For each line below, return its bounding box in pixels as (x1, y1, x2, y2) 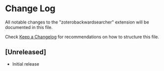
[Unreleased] (5, 48, 47, 56)
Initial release (12, 61, 39, 67)
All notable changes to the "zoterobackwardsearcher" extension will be (5, 19, 149, 25)
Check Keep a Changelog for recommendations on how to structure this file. (5, 34, 160, 40)
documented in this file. (5, 24, 53, 30)
